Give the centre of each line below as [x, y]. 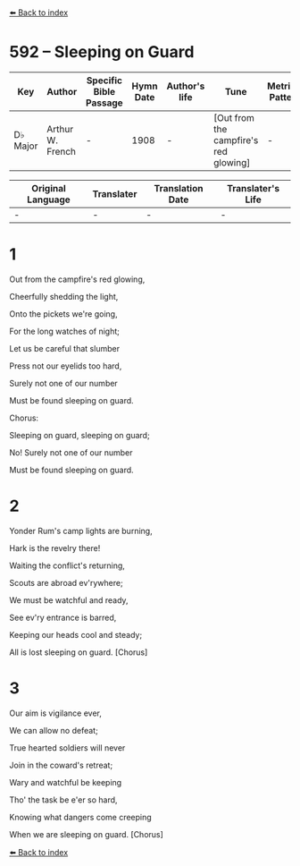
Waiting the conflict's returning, [67, 565]
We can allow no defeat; [54, 730]
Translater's [253, 188]
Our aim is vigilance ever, [56, 713]
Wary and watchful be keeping [66, 782]
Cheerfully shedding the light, [64, 296]
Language [49, 200]
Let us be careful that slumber [65, 348]
